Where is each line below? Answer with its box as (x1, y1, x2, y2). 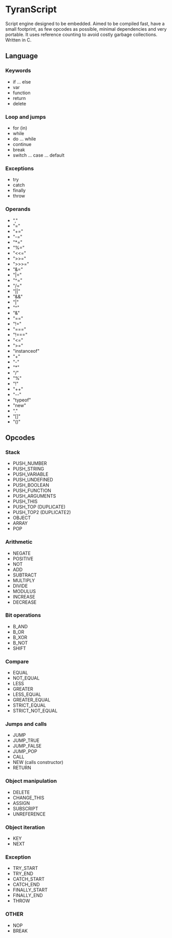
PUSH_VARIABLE (12, 471, 49, 477)
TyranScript (5, 4, 57, 15)
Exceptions (5, 165, 34, 172)
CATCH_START (12, 876, 45, 882)
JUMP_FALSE (12, 743, 42, 749)
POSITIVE (12, 556, 34, 562)
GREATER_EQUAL (12, 697, 51, 703)
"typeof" (12, 397, 31, 403)
